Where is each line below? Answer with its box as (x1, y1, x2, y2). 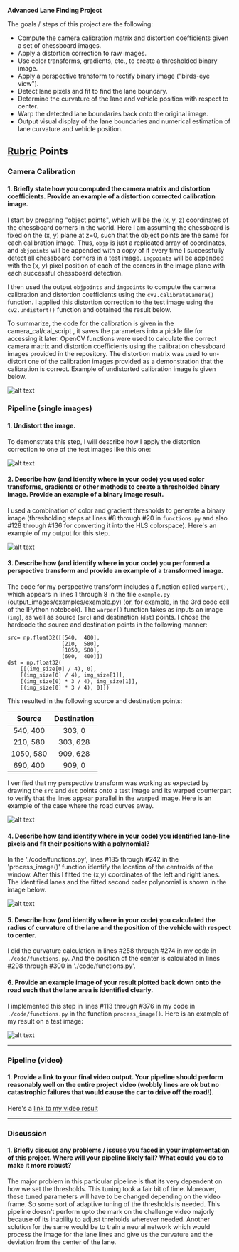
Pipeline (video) (7, 1055, 63, 1065)
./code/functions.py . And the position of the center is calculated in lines (7, 954, 221, 963)
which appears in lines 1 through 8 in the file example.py (7, 590, 171, 599)
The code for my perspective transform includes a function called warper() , (7, 582, 229, 591)
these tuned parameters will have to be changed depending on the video (7, 1192, 221, 1201)
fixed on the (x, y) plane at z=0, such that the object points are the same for (7, 231, 229, 239)
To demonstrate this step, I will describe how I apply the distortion (7, 437, 201, 445)
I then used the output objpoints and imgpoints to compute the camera (7, 282, 216, 291)
